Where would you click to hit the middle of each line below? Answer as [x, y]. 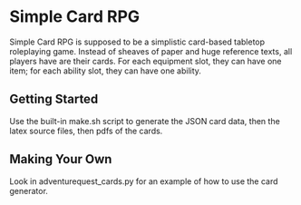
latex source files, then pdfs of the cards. [86, 131]
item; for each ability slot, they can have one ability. [106, 71]
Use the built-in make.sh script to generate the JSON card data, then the [145, 121]
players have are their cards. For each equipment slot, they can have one [146, 61]
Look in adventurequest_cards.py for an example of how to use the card [144, 181]
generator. [29, 190]
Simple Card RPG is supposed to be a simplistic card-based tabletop [137, 42]
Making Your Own [61, 159]
